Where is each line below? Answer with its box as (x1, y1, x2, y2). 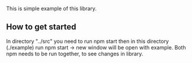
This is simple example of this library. (6, 5, 97, 12)
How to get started (6, 22, 76, 32)
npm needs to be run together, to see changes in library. (6, 50, 143, 57)
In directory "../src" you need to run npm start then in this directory (6, 38, 169, 45)
